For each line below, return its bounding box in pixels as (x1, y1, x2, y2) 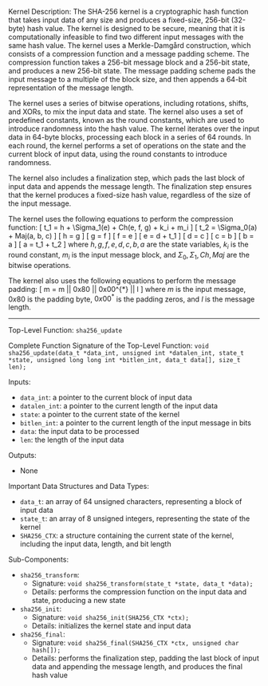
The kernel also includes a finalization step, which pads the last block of (8, 173, 246, 183)
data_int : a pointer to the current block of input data (19, 392, 193, 402)
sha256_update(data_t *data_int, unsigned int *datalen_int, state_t (8, 349, 245, 357)
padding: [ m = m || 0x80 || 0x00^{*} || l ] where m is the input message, (8, 284, 246, 294)
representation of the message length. (8, 83, 134, 93)
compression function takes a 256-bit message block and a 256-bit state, (8, 57, 250, 67)
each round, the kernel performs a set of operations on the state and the (8, 141, 246, 150)
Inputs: (8, 377, 31, 387)
